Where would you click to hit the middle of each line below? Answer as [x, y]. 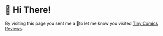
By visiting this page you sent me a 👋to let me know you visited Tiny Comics [81, 23]
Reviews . [14, 28]
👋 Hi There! [28, 10]
